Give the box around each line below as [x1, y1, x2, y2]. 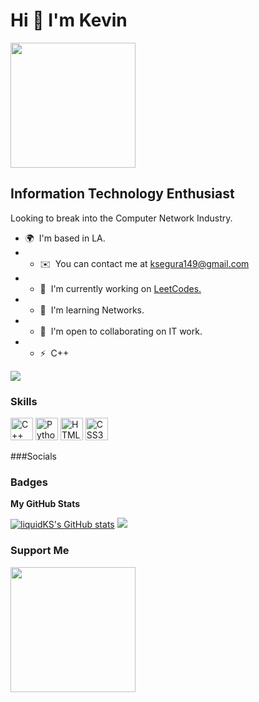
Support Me [10, 544, 70, 558]
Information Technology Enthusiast [10, 185, 235, 203]
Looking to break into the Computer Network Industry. [10, 212, 233, 224]
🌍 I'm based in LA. [24, 232, 106, 244]
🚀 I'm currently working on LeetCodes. [39, 282, 202, 294]
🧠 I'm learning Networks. [39, 304, 145, 316]
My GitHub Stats [10, 498, 81, 510]
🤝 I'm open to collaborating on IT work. [39, 325, 203, 337]
